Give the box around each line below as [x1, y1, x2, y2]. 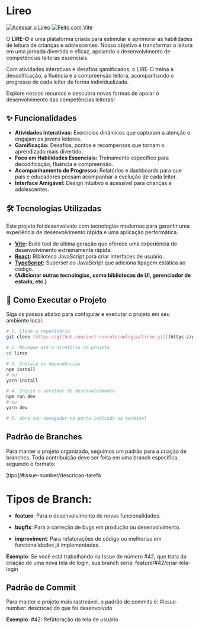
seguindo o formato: [6, 460, 56, 467]
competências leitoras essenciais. [6, 54, 89, 61]
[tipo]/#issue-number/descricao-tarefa [6, 471, 101, 478]
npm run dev [6, 394, 36, 400]
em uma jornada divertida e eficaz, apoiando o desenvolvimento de [6, 47, 171, 55]
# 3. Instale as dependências [6, 360, 81, 367]
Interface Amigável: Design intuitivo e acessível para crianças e [14, 179, 172, 186]
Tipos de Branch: [6, 492, 92, 506]
